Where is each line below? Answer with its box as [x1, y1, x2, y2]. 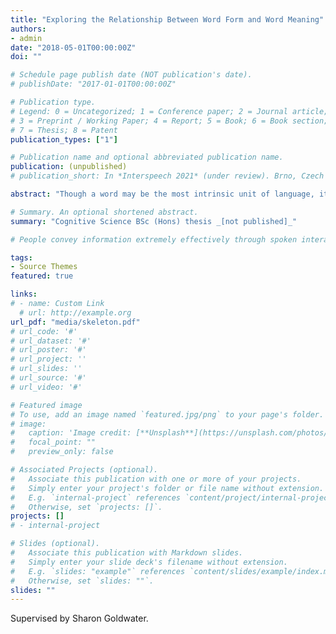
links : [10, 289, 38, 300]
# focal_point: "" [10, 437, 97, 448]
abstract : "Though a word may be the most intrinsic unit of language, [10, 189, 315, 199]
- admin [10, 33, 43, 43]
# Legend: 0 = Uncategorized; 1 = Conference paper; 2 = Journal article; [10, 106, 329, 116]
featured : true [10, 271, 74, 281]
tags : [10, 252, 33, 263]
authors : [10, 24, 47, 34]
